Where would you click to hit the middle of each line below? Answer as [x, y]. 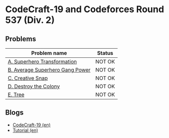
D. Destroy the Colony [34, 86]
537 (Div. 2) [30, 20]
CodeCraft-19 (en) [31, 125]
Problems [21, 39]
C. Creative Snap [28, 78]
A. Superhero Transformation [42, 62]
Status [105, 53]
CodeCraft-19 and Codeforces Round [85, 9]
